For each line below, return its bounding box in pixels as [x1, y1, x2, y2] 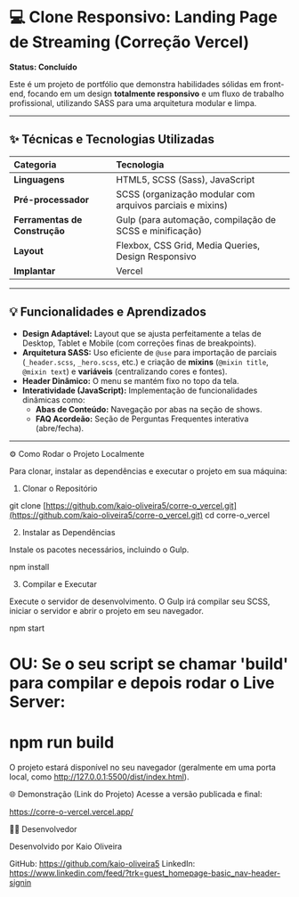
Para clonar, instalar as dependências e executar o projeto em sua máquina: [9, 465, 287, 477]
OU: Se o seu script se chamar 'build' [9, 654, 289, 673]
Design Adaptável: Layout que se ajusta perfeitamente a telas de [21, 328, 262, 338]
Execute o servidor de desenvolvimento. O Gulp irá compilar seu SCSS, [9, 596, 271, 607]
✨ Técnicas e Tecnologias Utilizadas [9, 132, 215, 147]
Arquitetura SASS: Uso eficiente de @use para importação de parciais [21, 347, 278, 357]
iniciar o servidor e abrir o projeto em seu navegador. [9, 605, 205, 616]
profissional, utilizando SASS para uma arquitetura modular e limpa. [9, 97, 257, 108]
